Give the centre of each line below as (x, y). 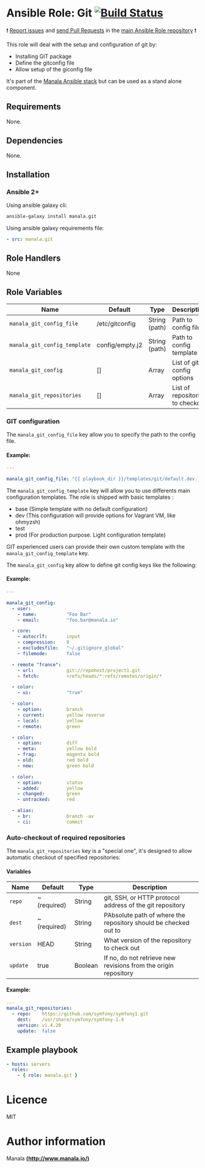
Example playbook (42, 1050)
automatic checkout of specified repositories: (63, 857)
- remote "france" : (37, 665)
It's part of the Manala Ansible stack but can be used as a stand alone (94, 81)
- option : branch (50, 709)
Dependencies (34, 141)
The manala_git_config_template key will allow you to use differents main (98, 490)
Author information (56, 1141)
